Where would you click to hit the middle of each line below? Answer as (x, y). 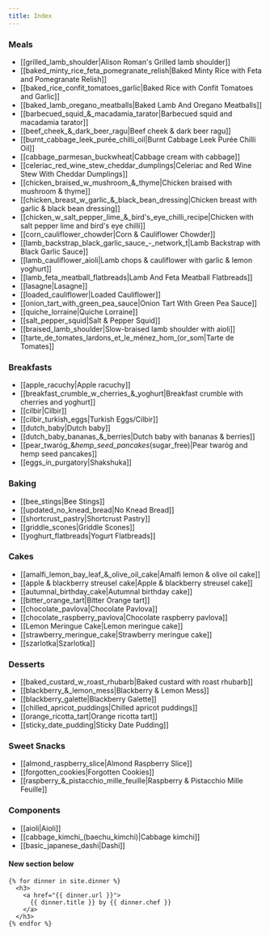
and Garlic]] (40, 96)
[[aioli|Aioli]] (40, 828)
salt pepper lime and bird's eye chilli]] (82, 225)
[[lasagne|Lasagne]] (54, 285)
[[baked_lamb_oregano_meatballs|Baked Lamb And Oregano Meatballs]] (141, 105)
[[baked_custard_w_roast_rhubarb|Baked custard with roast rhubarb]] (136, 682)
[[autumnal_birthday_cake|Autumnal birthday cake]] (106, 591)
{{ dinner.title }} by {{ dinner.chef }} (101, 902)
